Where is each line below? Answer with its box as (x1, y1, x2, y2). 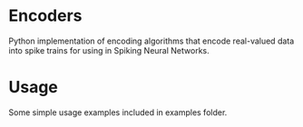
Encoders (8, 5, 83, 26)
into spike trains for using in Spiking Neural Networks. (8, 44, 210, 55)
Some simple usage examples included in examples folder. (8, 106, 228, 118)
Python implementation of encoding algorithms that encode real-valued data (8, 35, 295, 46)
